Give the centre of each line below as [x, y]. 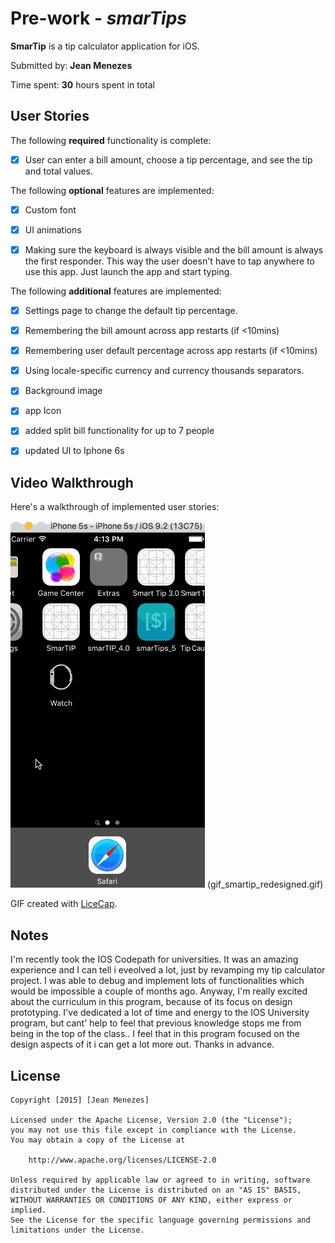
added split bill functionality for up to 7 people [119, 431]
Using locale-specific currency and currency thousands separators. [164, 371]
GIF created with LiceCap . [64, 904]
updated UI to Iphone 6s [74, 451]
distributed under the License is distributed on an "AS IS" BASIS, [156, 1190]
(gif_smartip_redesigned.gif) [265, 884]
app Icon [43, 411]
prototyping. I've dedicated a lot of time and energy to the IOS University [160, 1013]
